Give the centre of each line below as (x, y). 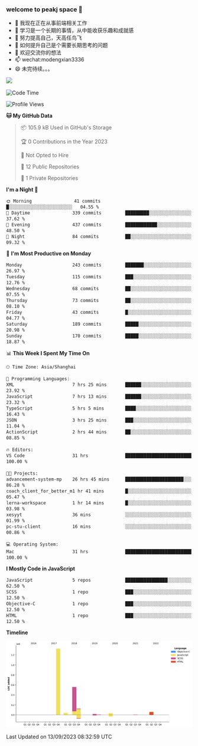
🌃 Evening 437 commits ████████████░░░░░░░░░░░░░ (99, 225)
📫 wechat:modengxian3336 (49, 60)
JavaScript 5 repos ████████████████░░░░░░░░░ (99, 580)
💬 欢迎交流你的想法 (38, 53)
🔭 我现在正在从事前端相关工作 (51, 23)
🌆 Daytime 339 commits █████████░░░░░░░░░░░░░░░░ (99, 213)
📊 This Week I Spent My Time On (48, 353)
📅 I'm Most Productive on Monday (49, 254)
